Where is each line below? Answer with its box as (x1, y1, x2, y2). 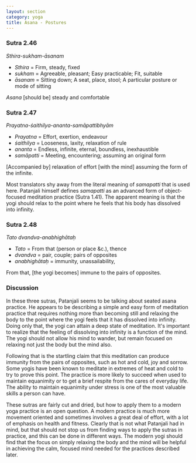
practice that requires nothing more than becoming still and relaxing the (6, 310, 179, 317)
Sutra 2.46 (6, 39, 37, 47)
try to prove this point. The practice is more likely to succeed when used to (6, 371, 187, 378)
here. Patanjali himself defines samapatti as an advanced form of (6, 187, 164, 194)
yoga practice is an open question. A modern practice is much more (6, 407, 170, 414)
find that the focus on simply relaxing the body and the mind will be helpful (6, 438, 186, 445)
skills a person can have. (6, 390, 66, 397)
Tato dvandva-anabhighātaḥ (6, 234, 76, 241)
